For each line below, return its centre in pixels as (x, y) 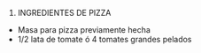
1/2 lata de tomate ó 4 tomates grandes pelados (104, 39)
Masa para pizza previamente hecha (84, 30)
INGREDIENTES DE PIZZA (64, 13)
